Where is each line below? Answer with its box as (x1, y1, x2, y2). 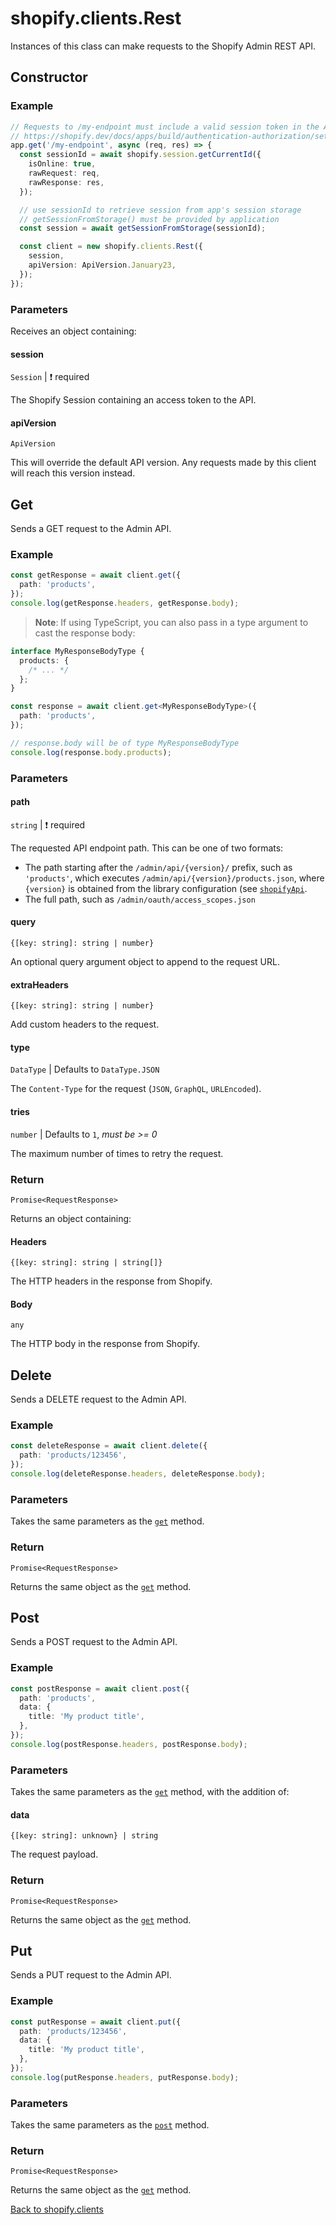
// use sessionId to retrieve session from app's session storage (19, 205, 302, 215)
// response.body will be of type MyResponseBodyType (10, 738, 240, 748)
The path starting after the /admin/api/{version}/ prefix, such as (24, 861, 293, 873)
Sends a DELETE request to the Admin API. (10, 1393, 187, 1406)
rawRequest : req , (28, 168, 101, 178)
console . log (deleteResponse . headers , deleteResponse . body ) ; (10, 1469, 267, 1479)
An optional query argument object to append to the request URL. (10, 956, 280, 968)
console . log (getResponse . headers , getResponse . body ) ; (10, 598, 240, 609)
